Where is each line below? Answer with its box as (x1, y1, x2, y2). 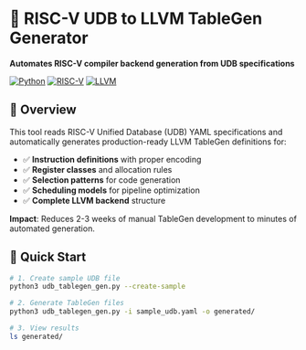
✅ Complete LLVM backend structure (22, 195, 166, 206)
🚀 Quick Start (9, 249, 87, 265)
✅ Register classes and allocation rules (22, 164, 173, 175)
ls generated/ (9, 332, 64, 341)
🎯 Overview (9, 102, 77, 118)
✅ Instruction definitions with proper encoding (22, 154, 202, 164)
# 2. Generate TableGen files (9, 299, 125, 308)
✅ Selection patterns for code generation (22, 174, 181, 186)
